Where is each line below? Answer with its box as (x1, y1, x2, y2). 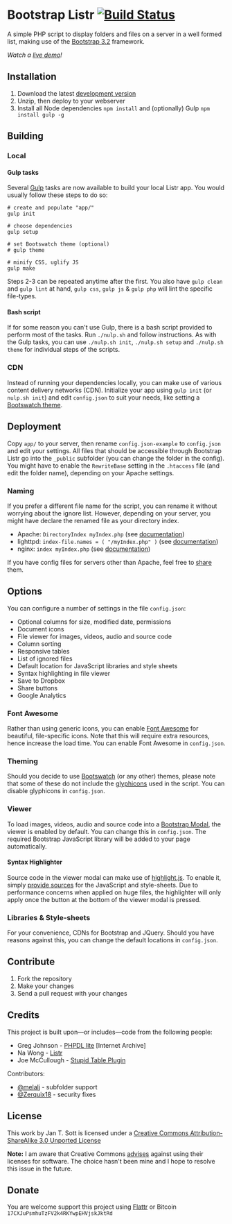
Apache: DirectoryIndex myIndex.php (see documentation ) (17, 529, 185, 538)
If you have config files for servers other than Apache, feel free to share (7, 558, 213, 566)
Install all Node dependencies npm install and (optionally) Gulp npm (17, 104, 210, 112)
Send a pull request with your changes (17, 989, 127, 997)
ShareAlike (7, 1136, 38, 1144)
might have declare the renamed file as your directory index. (7, 516, 179, 525)
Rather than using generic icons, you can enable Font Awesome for (7, 724, 199, 732)
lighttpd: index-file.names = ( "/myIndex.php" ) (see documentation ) (17, 537, 219, 545)
